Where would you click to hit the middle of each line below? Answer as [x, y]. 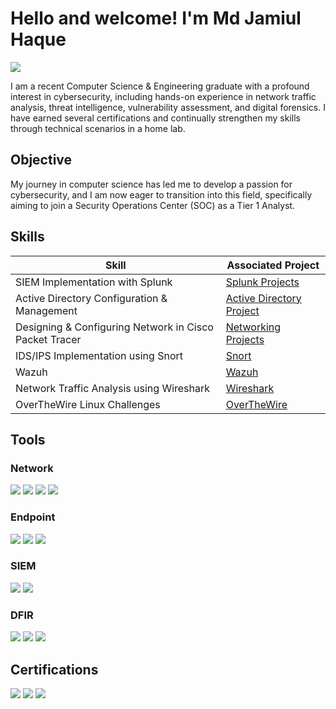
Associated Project [273, 265]
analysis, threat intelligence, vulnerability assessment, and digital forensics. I [168, 107]
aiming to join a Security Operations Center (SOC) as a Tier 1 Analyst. [153, 205]
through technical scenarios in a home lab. [98, 128]
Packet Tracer [48, 339]
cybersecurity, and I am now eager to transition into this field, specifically [161, 194]
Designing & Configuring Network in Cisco [114, 327]
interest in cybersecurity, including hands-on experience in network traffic [163, 96]
